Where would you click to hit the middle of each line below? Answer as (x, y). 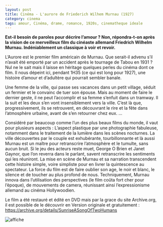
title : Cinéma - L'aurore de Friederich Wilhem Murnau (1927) (70, 14)
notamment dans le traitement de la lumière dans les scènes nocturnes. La (80, 133)
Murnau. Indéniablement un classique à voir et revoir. (60, 47)
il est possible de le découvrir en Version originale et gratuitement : (72, 205)
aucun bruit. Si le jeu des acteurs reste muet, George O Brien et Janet (75, 149)
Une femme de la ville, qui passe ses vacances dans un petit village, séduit (81, 87)
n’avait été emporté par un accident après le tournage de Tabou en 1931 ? (79, 62)
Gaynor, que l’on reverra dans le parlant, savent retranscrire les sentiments (80, 154)
